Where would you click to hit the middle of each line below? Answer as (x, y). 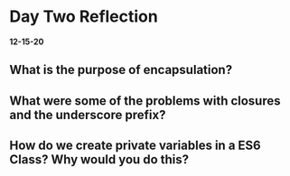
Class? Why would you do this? (99, 160)
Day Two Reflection (84, 17)
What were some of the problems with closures (145, 101)
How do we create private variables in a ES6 (135, 146)
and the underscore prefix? (88, 115)
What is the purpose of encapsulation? (121, 70)
